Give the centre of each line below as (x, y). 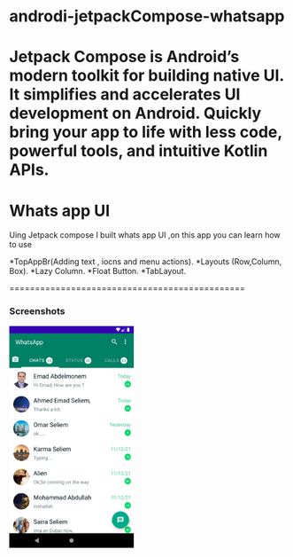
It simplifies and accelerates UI (125, 94)
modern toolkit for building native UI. (147, 76)
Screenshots (37, 311)
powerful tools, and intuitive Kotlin (139, 151)
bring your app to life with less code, (146, 133)
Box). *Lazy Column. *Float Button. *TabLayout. (98, 271)
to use (21, 245)
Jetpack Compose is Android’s (124, 57)
